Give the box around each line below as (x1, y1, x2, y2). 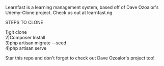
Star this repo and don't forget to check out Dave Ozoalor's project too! (5, 55, 155, 61)
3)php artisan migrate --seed (5, 40, 66, 46)
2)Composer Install (5, 35, 45, 40)
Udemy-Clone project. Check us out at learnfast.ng (5, 10, 113, 16)
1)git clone (5, 29, 27, 35)
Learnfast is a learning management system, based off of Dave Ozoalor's (5, 5, 159, 10)
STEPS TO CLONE (5, 20, 43, 25)
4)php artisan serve (5, 45, 47, 51)
